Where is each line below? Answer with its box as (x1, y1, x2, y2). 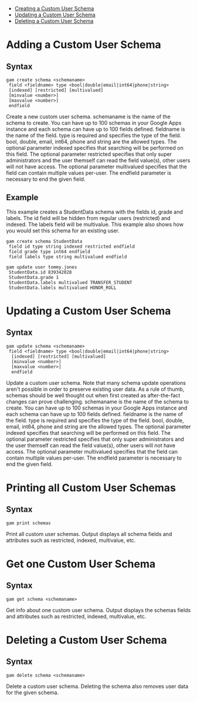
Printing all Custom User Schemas (6, 481, 176, 494)
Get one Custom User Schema (6, 557, 156, 570)
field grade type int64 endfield (8, 248, 91, 255)
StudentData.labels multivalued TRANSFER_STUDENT (8, 280, 133, 285)
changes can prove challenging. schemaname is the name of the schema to (6, 398, 189, 405)
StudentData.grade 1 (8, 274, 59, 280)
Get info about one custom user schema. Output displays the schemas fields (6, 606, 191, 614)
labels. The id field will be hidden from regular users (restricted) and (6, 214, 171, 221)
